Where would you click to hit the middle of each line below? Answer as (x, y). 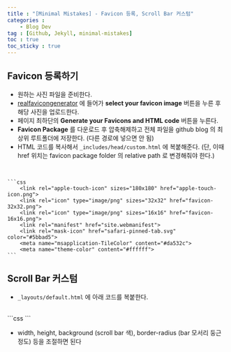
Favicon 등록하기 (43, 76)
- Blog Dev (36, 27)
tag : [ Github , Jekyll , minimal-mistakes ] (70, 33)
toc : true (23, 40)
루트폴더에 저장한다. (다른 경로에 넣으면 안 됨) (92, 138)
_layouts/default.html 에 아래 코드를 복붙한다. (83, 297)
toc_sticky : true (34, 46)
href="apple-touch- (188, 188)
